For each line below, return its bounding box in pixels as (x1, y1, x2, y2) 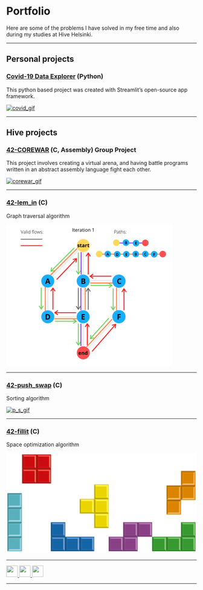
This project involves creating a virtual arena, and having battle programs (6, 159, 188, 167)
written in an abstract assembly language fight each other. (6, 166, 152, 173)
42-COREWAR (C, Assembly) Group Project (6, 146, 137, 154)
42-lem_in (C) (6, 198, 48, 207)
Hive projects (6, 127, 58, 138)
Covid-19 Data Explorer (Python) (6, 72, 104, 81)
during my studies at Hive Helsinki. (6, 30, 92, 38)
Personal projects (6, 54, 74, 64)
